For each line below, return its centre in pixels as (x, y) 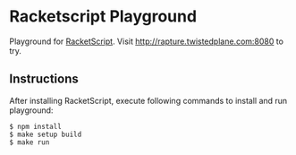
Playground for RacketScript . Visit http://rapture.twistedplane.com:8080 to (147, 41)
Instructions (44, 79)
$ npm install (36, 126)
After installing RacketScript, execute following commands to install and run (148, 100)
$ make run (30, 142)
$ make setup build (46, 134)
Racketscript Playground (103, 17)
